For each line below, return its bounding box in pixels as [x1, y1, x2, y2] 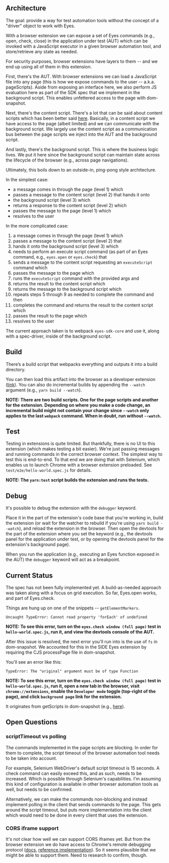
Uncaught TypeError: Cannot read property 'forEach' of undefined [6, 615, 147, 620]
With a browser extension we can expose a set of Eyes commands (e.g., [6, 32, 155, 38]
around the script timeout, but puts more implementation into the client [6, 807, 152, 813]
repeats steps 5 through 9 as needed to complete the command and [13, 291, 154, 297]
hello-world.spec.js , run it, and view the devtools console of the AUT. [6, 629, 154, 635]
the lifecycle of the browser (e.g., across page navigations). [6, 157, 129, 163]
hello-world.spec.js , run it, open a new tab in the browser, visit [6, 683, 140, 689]
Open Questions [6, 718, 58, 727]
